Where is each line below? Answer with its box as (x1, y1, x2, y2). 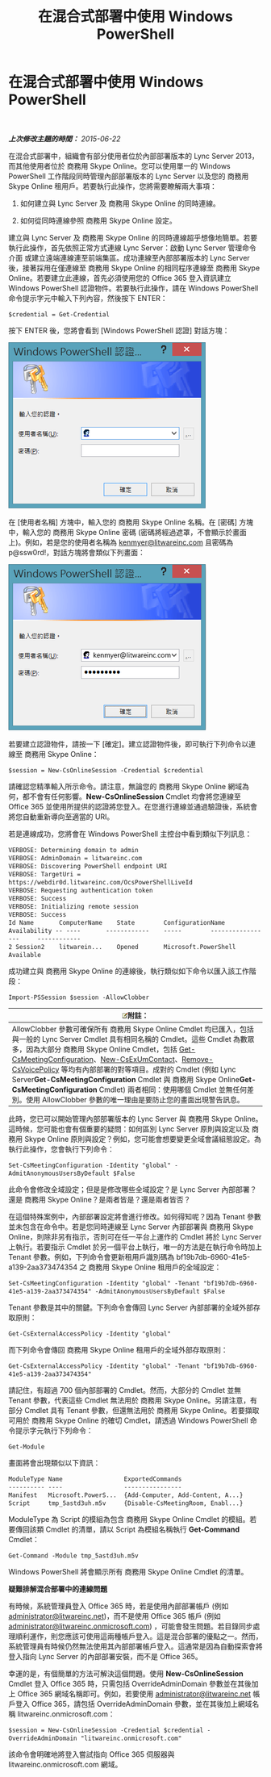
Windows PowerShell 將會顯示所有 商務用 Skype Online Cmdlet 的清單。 (8, 1567, 248, 1577)
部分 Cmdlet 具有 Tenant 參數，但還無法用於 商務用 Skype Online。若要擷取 (8, 1406, 260, 1415)
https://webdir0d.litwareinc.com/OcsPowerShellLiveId (8, 878, 194, 886)
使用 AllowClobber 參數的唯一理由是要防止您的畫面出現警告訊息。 (25, 1094, 244, 1104)
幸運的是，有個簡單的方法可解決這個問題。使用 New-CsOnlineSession (8, 1669, 244, 1679)
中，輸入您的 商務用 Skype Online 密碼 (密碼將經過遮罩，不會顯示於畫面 (8, 527, 248, 537)
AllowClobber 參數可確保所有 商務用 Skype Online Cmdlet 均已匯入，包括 (11, 1024, 254, 1034)
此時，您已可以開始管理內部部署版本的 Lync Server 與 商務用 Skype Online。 (8, 1114, 263, 1124)
